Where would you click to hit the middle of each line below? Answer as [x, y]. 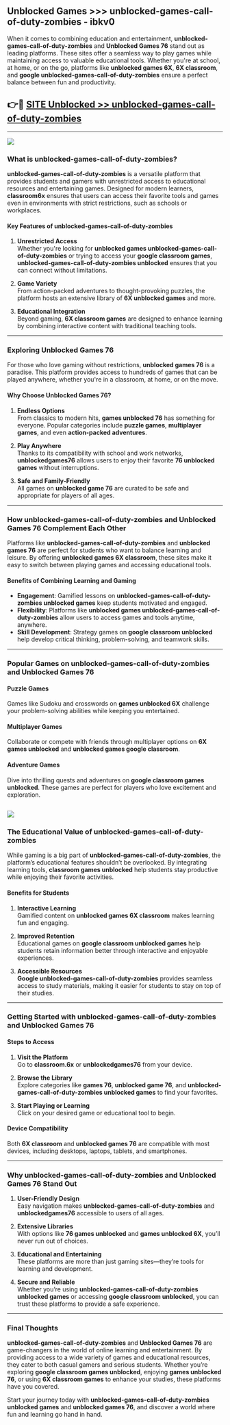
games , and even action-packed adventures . [82, 432]
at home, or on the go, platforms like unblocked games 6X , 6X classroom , [112, 67]
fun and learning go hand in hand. [55, 1415]
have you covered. [33, 1387]
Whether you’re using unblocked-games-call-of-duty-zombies [107, 1289]
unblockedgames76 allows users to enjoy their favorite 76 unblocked [116, 460]
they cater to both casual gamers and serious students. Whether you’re [107, 1365]
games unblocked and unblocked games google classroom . [93, 749]
